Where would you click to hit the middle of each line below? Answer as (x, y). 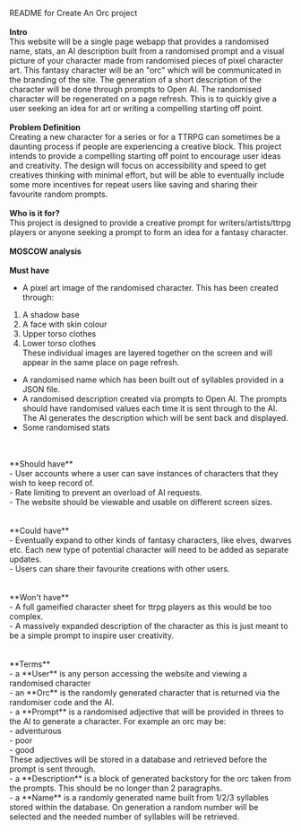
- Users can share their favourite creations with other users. (120, 569)
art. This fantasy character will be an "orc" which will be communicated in (146, 70)
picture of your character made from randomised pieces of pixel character (146, 61)
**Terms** (30, 664)
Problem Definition (45, 127)
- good (22, 750)
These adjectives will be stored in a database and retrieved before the (138, 759)
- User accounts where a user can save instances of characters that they (144, 473)
